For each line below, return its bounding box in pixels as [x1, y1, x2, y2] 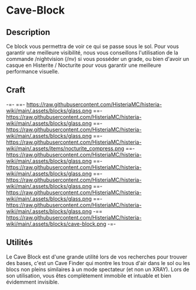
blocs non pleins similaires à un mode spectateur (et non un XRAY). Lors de [6, 266, 190, 273]
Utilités [6, 237, 33, 247]
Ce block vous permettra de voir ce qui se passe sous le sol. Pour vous [6, 43, 179, 50]
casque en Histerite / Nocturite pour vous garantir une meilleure [6, 62, 161, 69]
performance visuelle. [6, 68, 60, 75]
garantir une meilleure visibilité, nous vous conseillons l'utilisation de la [6, 49, 178, 56]
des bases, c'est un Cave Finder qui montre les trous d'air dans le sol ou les [6, 259, 191, 266]
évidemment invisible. [6, 278, 60, 285]
